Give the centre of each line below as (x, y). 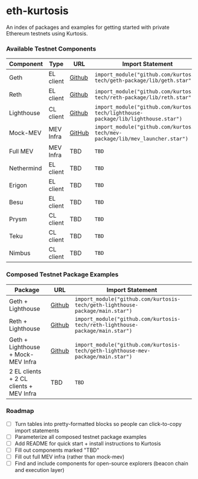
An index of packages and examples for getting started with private (88, 27)
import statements (37, 430)
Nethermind (26, 168)
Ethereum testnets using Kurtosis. (47, 33)
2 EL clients (25, 371)
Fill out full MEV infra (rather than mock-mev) (70, 457)
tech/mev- (108, 133)
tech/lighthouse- (119, 113)
